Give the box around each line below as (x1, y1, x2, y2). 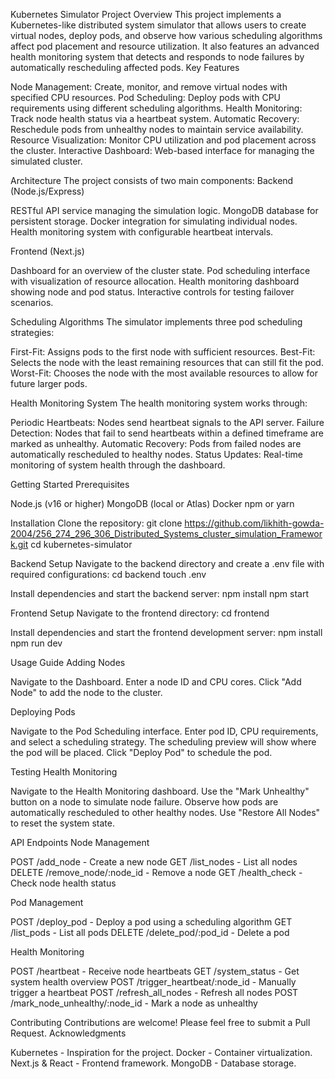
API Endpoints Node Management (10, 837, 150, 848)
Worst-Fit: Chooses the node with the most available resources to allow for (10, 367, 318, 379)
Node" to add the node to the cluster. (10, 687, 163, 698)
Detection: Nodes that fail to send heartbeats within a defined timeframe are (10, 427, 324, 439)
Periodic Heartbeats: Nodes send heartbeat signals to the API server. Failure (10, 417, 325, 428)
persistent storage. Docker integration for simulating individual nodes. (10, 215, 298, 227)
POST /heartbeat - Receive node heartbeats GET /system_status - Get (10, 965, 300, 977)
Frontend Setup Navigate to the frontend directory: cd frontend (10, 607, 270, 619)
